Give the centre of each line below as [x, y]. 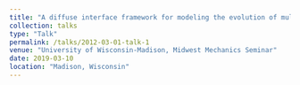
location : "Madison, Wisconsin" [69, 67]
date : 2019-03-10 [42, 58]
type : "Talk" [33, 34]
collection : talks [43, 26]
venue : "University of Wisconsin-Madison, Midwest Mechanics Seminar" [143, 50]
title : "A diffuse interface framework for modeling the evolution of [143, 17]
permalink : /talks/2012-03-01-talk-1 [79, 42]
